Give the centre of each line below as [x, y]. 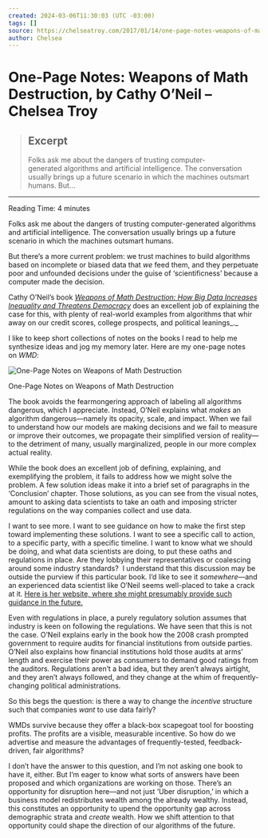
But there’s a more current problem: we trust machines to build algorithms [129, 256]
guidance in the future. [46, 602]
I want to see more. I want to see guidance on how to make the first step [127, 526]
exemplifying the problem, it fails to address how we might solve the [120, 477]
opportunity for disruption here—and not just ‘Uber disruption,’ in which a [128, 792]
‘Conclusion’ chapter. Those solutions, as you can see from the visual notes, [134, 494]
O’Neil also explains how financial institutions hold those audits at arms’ [126, 652]
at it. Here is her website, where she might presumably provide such [120, 594]
